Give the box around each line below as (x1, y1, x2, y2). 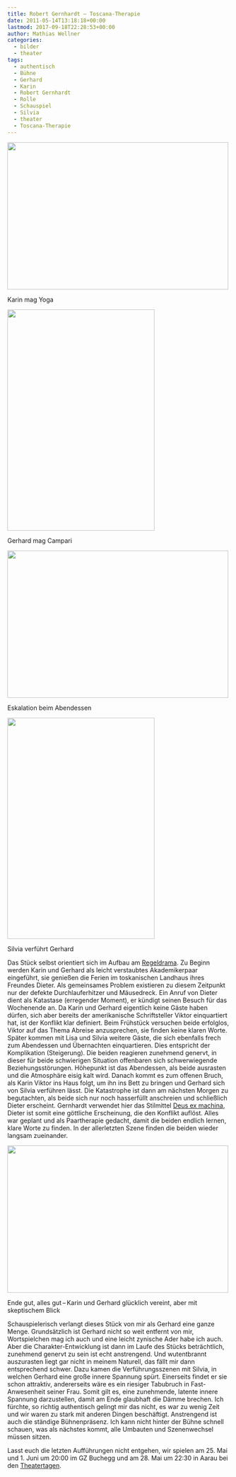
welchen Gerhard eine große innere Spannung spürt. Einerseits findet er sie (7, 1372, 228, 1381)
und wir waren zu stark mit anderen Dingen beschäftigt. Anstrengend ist (7, 1410, 218, 1418)
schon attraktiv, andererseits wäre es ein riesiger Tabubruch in (7, 1379, 189, 1388)
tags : (7, 57, 23, 64)
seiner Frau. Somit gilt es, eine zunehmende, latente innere (47, 1387, 218, 1396)
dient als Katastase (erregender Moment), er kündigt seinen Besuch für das (7, 996, 228, 1004)
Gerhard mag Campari (7, 536, 73, 545)
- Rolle (13, 96, 37, 103)
